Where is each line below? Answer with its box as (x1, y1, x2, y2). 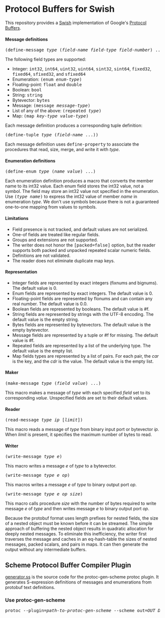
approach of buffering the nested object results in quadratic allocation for (5, 525, 154, 532)
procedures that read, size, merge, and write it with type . (5, 147, 120, 153)
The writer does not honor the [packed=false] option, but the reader (12, 242, 156, 248)
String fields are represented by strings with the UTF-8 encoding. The (12, 311, 154, 317)
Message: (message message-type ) (12, 102, 91, 109)
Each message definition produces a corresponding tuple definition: (5, 123, 142, 128)
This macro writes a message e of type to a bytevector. (5, 463, 117, 469)
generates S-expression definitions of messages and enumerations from (5, 579, 152, 585)
